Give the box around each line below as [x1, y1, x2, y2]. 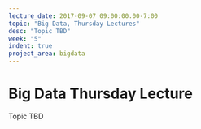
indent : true [8, 42, 53, 50]
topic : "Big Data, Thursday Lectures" [8, 19, 140, 28]
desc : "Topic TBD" [8, 27, 71, 35]
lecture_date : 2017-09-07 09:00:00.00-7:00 [8, 11, 159, 20]
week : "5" [8, 34, 42, 43]
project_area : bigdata [8, 49, 85, 58]
